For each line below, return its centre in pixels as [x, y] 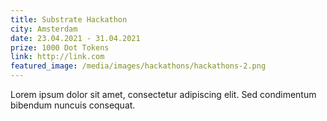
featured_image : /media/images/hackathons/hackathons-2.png [138, 66]
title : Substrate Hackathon [69, 19]
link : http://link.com [57, 57]
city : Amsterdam [44, 29]
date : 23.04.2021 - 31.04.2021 [75, 38]
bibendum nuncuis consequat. [73, 105]
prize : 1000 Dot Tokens [60, 47]
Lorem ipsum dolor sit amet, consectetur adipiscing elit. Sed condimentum [163, 94]
